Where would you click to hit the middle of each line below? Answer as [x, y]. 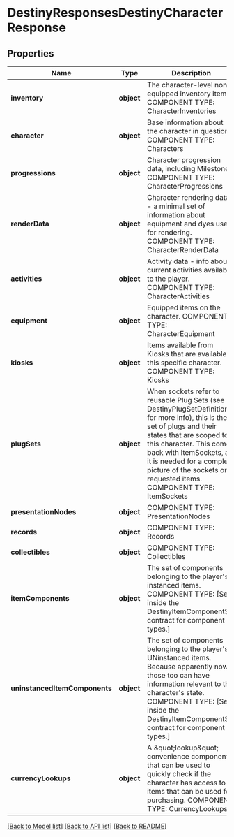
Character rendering [180, 197]
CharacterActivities [179, 296]
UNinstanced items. [179, 658]
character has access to [187, 783]
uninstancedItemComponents [62, 688]
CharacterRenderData [183, 250]
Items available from [180, 345]
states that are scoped [184, 435]
